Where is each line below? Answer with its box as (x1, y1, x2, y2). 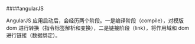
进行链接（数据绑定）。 (6, 32, 61, 39)
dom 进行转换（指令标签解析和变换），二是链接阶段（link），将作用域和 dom (6, 25, 190, 31)
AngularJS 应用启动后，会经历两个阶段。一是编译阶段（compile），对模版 (6, 17, 184, 24)
